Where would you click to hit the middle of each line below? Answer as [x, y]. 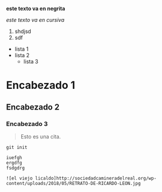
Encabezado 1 [41, 85]
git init [17, 147]
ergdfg [14, 163]
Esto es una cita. [41, 136]
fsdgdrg [16, 168]
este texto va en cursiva [35, 20]
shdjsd [23, 31]
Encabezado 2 [33, 107]
